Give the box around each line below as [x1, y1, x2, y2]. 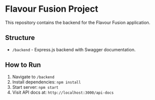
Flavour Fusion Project [5, 3, 99, 15]
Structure [5, 34, 35, 42]
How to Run [5, 61, 41, 69]
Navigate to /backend [12, 74, 55, 80]
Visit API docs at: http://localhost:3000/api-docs [12, 89, 114, 95]
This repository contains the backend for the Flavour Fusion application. [5, 20, 151, 25]
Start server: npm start [12, 84, 59, 90]
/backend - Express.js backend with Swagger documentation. [12, 46, 136, 52]
